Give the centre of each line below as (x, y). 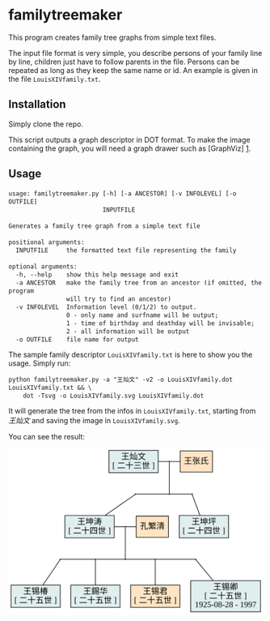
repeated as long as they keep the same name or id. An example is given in (133, 70)
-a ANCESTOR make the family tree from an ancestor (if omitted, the (139, 283)
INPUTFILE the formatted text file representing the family (126, 250)
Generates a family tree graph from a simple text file (104, 226)
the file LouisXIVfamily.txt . (55, 79)
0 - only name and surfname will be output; (142, 315)
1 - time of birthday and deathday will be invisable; (160, 323)
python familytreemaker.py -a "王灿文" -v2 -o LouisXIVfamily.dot (120, 379)
